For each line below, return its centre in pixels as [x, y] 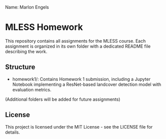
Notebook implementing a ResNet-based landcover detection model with [87, 84]
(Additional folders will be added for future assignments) [63, 99]
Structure [20, 67]
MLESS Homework [44, 27]
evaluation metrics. [32, 89]
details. [13, 132]
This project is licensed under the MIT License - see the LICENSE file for [79, 127]
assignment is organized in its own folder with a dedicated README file [78, 46]
